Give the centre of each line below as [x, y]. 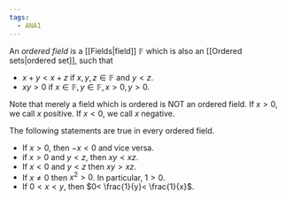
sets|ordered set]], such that [61, 60]
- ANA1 [29, 26]
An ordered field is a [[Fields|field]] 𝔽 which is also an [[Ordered [126, 50]
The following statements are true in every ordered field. [112, 130]
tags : [19, 17]
